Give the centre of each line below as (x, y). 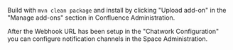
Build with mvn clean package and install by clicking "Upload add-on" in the (117, 10)
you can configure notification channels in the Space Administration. (108, 39)
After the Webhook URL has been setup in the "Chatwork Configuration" (113, 31)
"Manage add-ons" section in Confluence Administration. (91, 18)
